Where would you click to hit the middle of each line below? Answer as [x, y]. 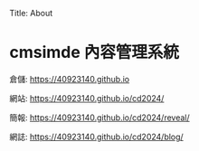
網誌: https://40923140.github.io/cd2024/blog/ [96, 137]
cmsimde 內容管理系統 [94, 52]
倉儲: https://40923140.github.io [70, 79]
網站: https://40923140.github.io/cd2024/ [87, 98]
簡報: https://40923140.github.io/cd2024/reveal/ [99, 118]
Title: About [31, 13]
